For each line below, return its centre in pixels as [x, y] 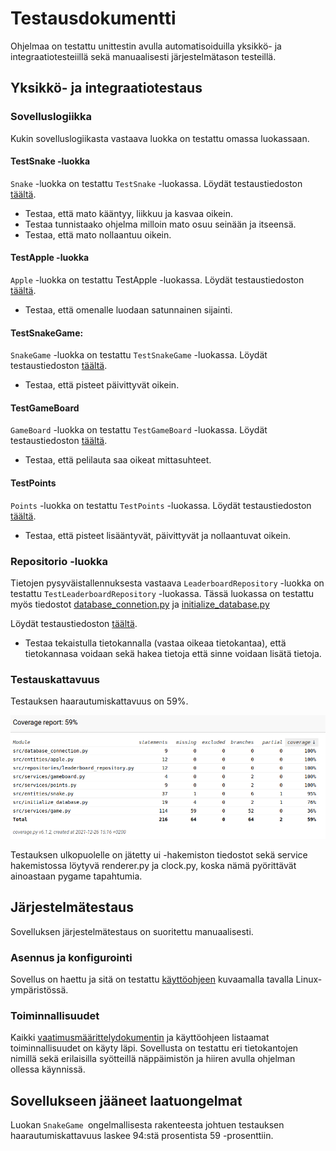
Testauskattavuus [55, 679]
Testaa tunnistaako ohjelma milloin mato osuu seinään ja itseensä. [160, 224]
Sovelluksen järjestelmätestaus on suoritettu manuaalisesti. [132, 931]
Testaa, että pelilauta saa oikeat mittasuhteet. [118, 460]
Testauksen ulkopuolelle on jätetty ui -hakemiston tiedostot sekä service [159, 854]
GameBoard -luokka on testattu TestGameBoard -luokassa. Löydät [139, 430]
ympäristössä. [39, 989]
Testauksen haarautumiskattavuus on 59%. [99, 701]
